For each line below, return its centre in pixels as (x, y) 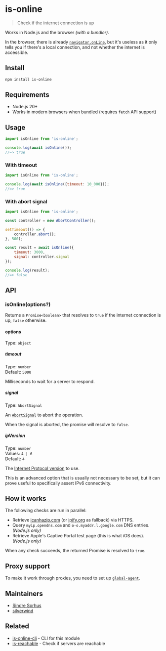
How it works (26, 499)
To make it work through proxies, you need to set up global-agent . (73, 578)
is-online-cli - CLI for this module (46, 638)
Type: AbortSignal (24, 405)
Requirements (27, 95)
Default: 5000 (18, 372)
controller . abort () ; (35, 234)
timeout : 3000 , (30, 252)
